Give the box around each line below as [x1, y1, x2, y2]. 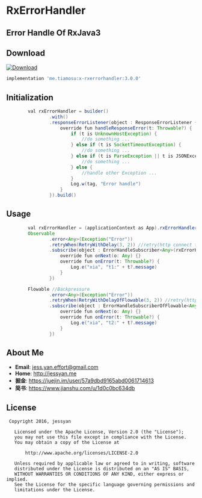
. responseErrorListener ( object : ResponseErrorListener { [49, 119, 198, 125]
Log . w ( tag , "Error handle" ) [70, 181, 141, 187]
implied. [6, 476, 28, 482]
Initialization [6, 92, 54, 102]
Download [6, 48, 45, 58]
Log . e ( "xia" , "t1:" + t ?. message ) [70, 264, 158, 270]
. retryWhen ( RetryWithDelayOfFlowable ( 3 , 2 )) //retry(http [49, 297, 198, 303]
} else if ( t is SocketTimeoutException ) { [70, 142, 182, 148]
